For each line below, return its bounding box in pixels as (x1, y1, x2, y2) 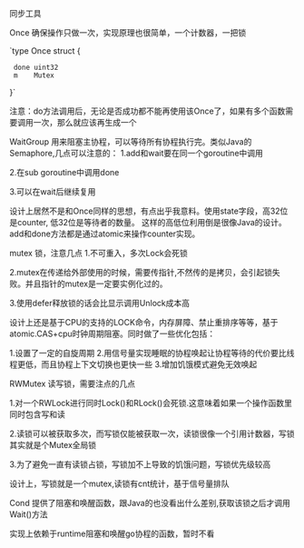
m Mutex (13, 71, 54, 80)
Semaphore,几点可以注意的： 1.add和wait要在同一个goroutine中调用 (9, 148, 263, 158)
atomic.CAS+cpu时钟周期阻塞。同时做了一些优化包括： (9, 328, 216, 339)
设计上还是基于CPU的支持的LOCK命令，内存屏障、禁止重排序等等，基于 (9, 317, 279, 327)
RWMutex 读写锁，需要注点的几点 (9, 378, 136, 389)
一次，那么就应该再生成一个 (33, 117, 137, 127)
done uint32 (13, 63, 59, 72)
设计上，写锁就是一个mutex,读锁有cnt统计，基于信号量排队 (9, 478, 230, 489)
